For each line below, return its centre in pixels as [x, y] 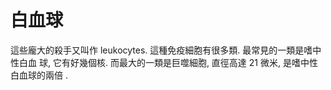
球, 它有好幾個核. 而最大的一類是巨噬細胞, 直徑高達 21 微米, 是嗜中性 [178, 62]
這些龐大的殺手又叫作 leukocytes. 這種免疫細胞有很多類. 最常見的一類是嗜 [161, 50]
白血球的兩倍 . [39, 75]
